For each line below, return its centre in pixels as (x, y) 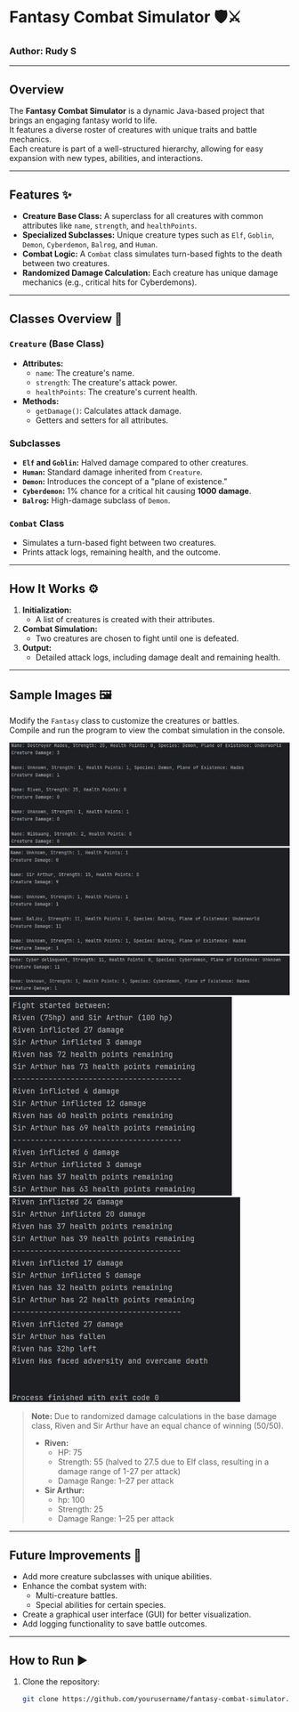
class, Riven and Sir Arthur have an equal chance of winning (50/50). (157, 1426)
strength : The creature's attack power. (106, 382)
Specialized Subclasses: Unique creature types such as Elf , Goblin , (148, 235)
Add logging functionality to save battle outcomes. (114, 1624)
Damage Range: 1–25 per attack (116, 1519)
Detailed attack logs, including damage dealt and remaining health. (158, 657)
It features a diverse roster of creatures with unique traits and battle (133, 130)
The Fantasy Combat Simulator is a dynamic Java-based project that (137, 111)
